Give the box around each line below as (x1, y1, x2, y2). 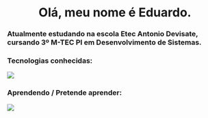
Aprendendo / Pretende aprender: (7, 88, 122, 98)
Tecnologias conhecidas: (7, 56, 93, 65)
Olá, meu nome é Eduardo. (38, 5, 192, 20)
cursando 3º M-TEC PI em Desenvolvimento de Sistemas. (7, 38, 202, 47)
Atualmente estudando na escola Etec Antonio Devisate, (7, 29, 198, 39)
